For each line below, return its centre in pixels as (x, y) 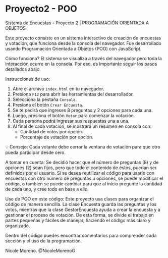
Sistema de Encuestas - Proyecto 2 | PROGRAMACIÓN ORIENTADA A (77, 23)
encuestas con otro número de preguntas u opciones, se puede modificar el (84, 178)
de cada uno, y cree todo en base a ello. (47, 189)
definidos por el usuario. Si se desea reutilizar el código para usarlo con (80, 173)
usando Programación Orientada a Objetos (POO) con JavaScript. (73, 48)
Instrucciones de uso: (28, 79)
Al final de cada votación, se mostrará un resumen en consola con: (82, 126)
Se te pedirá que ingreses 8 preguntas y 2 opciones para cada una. (82, 110)
